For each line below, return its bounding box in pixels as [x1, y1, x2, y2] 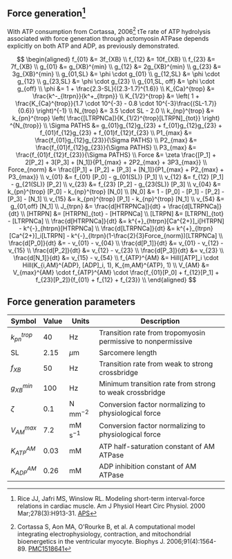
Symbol [10, 316, 37, 326]
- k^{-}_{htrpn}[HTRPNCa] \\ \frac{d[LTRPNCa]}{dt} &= [19, 224, 175, 232]
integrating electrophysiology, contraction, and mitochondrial [17, 529, 191, 538]
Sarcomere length [99, 348, 157, 358]
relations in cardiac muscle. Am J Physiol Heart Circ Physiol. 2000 [17, 502, 206, 510]
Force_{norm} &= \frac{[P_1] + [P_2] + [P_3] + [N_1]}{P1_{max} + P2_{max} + [8, 165, 224, 174]
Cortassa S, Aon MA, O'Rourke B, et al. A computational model [17, 522, 195, 531]
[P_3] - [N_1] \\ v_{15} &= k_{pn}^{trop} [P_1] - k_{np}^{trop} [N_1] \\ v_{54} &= [7, 195, 225, 203]
